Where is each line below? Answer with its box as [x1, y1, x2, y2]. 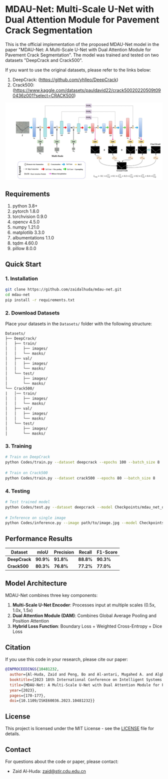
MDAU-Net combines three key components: [5, 592, 98, 598]
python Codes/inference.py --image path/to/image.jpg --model [5, 520, 137, 525]
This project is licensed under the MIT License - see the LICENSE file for [5, 725, 154, 731]
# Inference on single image [5, 515, 66, 520]
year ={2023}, [9, 687, 37, 693]
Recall [78, 549, 92, 555]
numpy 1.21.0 [12, 224, 40, 230]
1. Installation [5, 275, 38, 282]
